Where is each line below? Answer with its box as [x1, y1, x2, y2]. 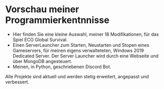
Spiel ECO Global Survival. [12, 37, 68, 43]
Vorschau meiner [5, 4, 79, 15]
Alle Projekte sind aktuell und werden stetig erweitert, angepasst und [5, 73, 149, 79]
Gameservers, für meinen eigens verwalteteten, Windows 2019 [12, 47, 144, 53]
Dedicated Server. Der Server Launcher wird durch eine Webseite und [12, 52, 158, 59]
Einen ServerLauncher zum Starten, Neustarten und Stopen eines [12, 42, 149, 48]
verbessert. [5, 79, 29, 85]
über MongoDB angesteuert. [12, 58, 72, 64]
